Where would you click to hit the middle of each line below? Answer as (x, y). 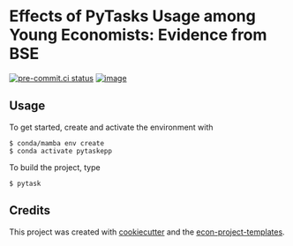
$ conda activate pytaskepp (61, 151)
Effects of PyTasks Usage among (132, 16)
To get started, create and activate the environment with (111, 127)
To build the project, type (55, 167)
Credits (30, 210)
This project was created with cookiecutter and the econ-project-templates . (147, 232)
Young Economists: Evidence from (138, 35)
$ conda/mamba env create (56, 143)
